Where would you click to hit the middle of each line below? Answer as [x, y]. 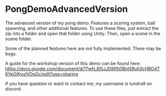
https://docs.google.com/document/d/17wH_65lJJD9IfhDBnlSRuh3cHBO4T [83, 69]
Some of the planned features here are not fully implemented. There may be [83, 48]
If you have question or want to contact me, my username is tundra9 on [79, 84]
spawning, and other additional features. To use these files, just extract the [82, 28]
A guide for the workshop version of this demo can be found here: [73, 63]
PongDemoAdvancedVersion [67, 9]
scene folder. [19, 39]
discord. [14, 89]
